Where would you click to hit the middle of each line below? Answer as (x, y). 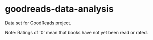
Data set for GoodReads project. (38, 23)
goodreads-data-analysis (59, 9)
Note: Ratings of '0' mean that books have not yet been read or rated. (76, 32)
